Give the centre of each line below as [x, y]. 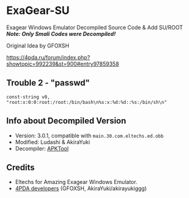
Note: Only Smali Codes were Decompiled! [61, 33]
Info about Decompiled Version [66, 121]
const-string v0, [28, 97]
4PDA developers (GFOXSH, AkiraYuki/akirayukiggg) [81, 188]
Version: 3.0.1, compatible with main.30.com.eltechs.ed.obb [89, 135]
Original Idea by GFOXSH [38, 46]
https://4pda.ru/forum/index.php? [48, 57]
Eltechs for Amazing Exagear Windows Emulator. [76, 182]
